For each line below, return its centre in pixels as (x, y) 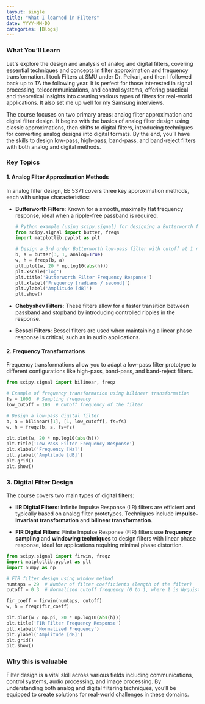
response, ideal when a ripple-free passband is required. (87, 215)
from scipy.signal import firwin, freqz (59, 556)
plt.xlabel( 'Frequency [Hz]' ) (45, 450)
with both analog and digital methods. (54, 146)
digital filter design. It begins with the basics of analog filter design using (98, 121)
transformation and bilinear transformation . (96, 520)
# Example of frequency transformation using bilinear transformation (98, 393)
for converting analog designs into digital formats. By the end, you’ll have (98, 134)
